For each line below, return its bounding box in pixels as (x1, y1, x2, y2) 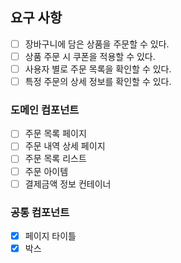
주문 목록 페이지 (24, 128, 87, 140)
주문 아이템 (24, 165, 69, 177)
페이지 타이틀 (24, 229, 77, 242)
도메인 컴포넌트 (10, 103, 80, 117)
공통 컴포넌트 (10, 205, 70, 219)
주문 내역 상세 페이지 (24, 140, 106, 152)
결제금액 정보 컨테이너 (24, 178, 112, 190)
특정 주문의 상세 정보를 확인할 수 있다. (24, 76, 172, 87)
